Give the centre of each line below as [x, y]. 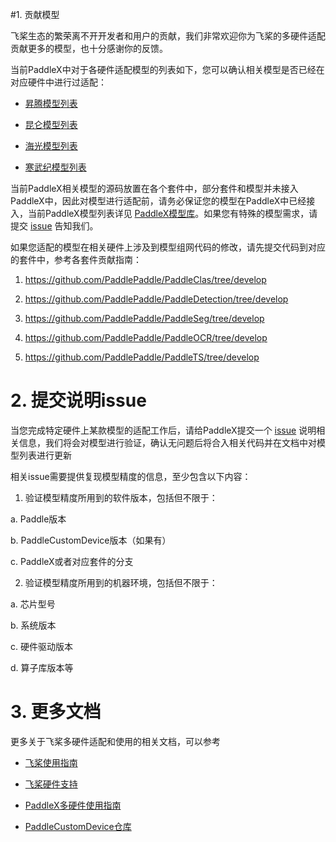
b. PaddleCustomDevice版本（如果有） [91, 540]
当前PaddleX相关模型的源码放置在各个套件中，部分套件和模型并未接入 [154, 188]
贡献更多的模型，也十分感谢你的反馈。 [89, 48]
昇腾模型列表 [51, 103]
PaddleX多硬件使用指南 [73, 805]
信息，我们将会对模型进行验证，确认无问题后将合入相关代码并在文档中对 [167, 442]
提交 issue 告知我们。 [54, 226]
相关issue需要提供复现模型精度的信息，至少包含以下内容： [131, 476]
